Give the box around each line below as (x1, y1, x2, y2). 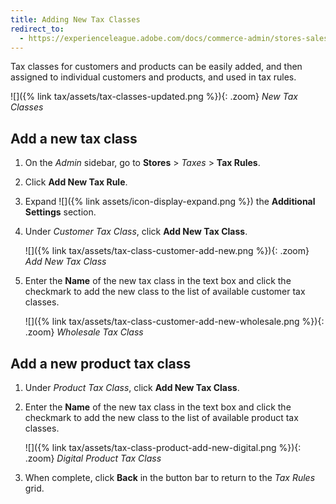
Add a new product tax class (10, 355, 192, 372)
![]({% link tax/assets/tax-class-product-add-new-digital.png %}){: (24, 442, 302, 453)
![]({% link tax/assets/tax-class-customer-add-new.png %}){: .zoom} (24, 245, 310, 257)
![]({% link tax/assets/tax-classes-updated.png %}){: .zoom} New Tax (10, 91, 298, 103)
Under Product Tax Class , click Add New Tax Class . (24, 382, 240, 393)
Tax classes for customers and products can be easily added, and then (10, 61, 303, 73)
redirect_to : (10, 24, 65, 34)
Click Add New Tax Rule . (24, 176, 128, 188)
